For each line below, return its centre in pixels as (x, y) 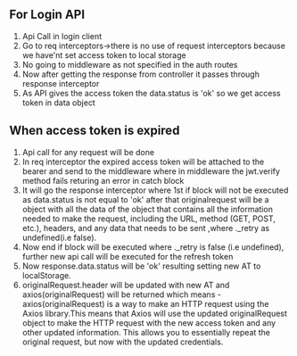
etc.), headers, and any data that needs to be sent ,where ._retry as (146, 228)
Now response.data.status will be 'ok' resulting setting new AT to (141, 266)
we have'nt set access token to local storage (104, 55)
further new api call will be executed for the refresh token (128, 256)
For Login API (47, 15)
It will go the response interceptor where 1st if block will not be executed (155, 190)
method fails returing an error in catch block (103, 180)
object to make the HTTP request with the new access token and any (149, 323)
